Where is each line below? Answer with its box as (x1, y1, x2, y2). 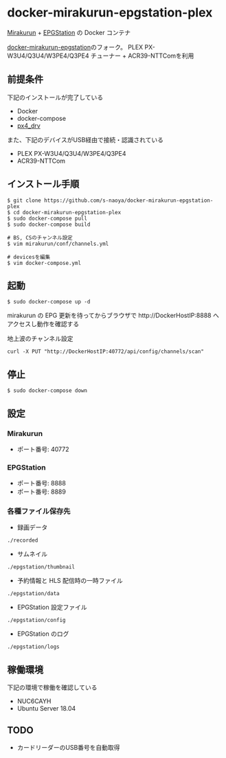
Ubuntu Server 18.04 (16, 704, 76, 713)
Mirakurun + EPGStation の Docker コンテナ (7, 28, 131, 36)
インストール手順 (7, 179, 80, 190)
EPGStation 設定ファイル (16, 603, 87, 612)
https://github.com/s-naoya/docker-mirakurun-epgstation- (43, 197, 214, 204)
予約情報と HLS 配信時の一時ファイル (16, 577, 123, 585)
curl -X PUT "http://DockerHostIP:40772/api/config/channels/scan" (7, 348, 205, 355)
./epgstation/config (7, 617, 67, 624)
